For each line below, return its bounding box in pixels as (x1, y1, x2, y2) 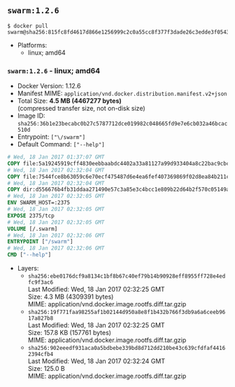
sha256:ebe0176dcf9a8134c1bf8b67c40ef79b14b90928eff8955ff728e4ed (27, 273, 226, 280)
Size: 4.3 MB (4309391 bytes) (27, 292, 114, 301)
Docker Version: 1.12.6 (17, 82, 81, 90)
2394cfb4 (27, 351, 54, 358)
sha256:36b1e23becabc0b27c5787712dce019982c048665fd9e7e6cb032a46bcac (17, 121, 228, 128)
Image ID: (17, 111, 45, 120)
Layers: (17, 264, 39, 273)
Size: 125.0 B (27, 365, 65, 373)
